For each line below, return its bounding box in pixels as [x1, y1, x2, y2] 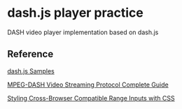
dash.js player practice [7, 5, 143, 21]
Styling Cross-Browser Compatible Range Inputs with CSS [7, 94, 175, 102]
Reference [7, 48, 54, 60]
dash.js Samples [7, 66, 55, 75]
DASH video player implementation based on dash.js [7, 28, 159, 36]
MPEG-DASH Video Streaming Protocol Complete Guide [7, 80, 169, 89]
